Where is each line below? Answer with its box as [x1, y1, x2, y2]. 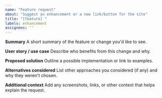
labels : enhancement [5, 21, 47, 26]
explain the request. [5, 87, 46, 93]
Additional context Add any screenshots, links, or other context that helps [5, 82, 155, 88]
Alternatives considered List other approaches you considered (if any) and [5, 67, 158, 73]
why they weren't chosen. [5, 73, 57, 78]
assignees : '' [5, 25, 34, 30]
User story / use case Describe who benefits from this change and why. [5, 49, 151, 54]
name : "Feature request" [5, 7, 56, 12]
